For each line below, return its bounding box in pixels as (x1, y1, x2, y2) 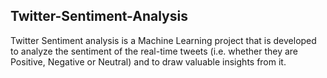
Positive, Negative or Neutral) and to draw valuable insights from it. (10, 55, 287, 68)
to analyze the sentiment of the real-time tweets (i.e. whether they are (10, 45, 299, 57)
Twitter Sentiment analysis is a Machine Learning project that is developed (10, 34, 317, 46)
